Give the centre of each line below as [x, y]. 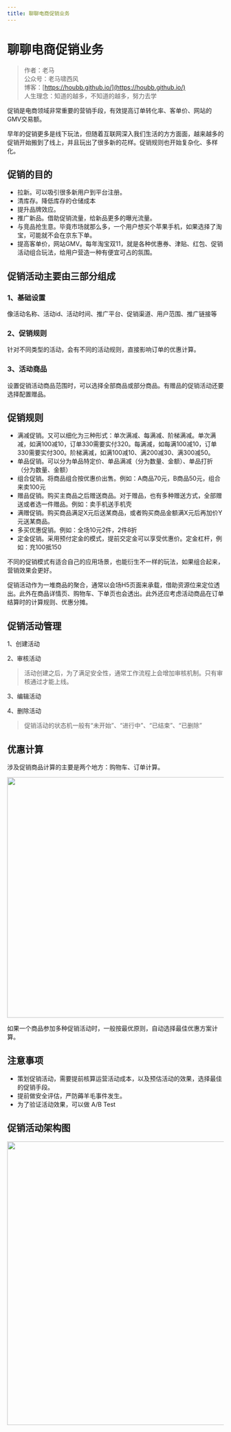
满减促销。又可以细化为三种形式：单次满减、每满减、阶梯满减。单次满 [117, 436]
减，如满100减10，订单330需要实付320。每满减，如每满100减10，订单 [117, 444]
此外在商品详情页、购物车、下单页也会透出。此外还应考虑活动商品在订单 [121, 594]
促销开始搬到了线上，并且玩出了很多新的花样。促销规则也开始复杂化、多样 [112, 142]
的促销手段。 [35, 1087]
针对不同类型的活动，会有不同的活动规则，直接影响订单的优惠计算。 [103, 350]
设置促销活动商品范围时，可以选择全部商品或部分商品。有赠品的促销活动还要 [115, 385]
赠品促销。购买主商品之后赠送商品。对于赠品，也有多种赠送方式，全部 [117, 496]
